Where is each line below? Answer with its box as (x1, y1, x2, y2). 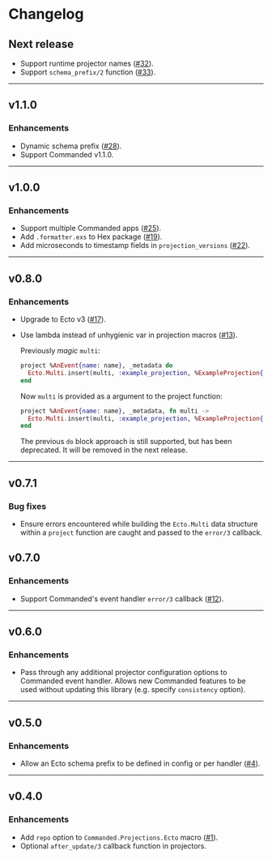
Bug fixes (8, 500, 47, 511)
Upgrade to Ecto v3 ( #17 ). (19, 314, 107, 324)
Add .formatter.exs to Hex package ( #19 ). (19, 232, 163, 241)
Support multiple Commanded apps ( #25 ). (19, 224, 162, 233)
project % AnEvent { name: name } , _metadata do (19, 361, 173, 370)
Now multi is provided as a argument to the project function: (19, 391, 223, 401)
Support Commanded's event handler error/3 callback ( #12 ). (19, 593, 224, 604)
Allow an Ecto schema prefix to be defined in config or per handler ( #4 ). (19, 759, 261, 768)
